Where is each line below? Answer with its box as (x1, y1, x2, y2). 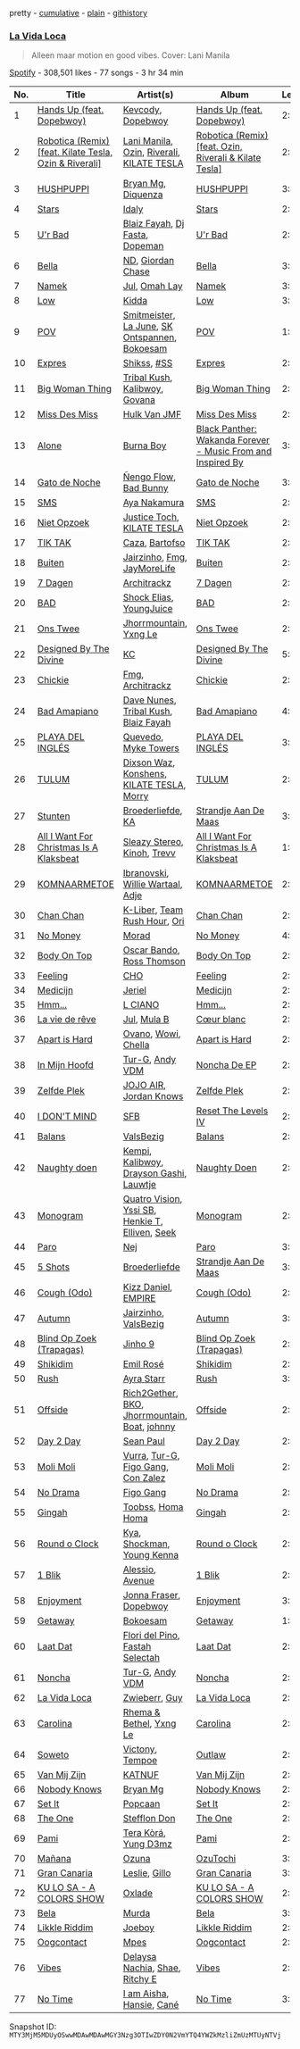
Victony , (122, 1743, 158, 1755)
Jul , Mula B (122, 1013, 170, 1026)
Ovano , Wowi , (122, 1028, 181, 1040)
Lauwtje (122, 1179, 156, 1191)
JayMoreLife (122, 562, 176, 575)
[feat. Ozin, (196, 140, 243, 153)
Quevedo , (122, 731, 164, 744)
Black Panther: (196, 423, 257, 436)
